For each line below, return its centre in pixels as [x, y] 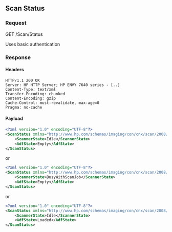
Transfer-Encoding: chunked [35, 94]
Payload [14, 119]
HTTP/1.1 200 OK [23, 80]
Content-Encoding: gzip [31, 98]
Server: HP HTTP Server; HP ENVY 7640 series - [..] [63, 85]
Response [18, 57]
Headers [15, 70]
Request [16, 23]
